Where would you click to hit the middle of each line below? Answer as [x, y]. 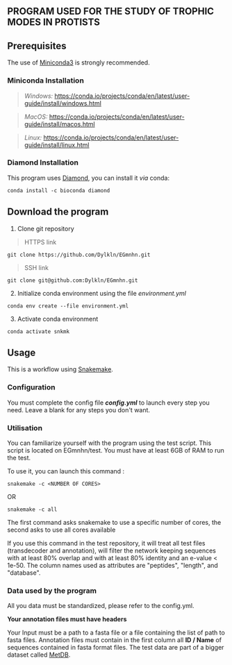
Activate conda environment [58, 319]
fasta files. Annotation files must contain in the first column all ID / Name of [115, 640]
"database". [24, 573]
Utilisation [25, 428]
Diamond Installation [43, 162]
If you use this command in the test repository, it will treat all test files [106, 544]
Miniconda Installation [46, 81]
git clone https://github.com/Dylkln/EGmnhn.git [79, 255]
